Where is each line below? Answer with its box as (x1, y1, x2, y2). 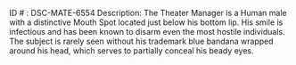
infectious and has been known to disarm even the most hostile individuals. (9, 27, 285, 37)
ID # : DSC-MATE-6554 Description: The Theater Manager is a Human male (9, 8, 287, 18)
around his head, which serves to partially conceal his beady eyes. (9, 45, 254, 56)
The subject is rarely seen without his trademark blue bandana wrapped (9, 36, 274, 46)
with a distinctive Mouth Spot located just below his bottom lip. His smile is (9, 17, 284, 28)
